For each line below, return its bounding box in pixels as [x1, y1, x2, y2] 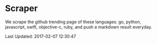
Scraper [5, 3, 38, 14]
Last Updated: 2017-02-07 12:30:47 [5, 33, 76, 39]
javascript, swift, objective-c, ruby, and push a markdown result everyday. [5, 24, 152, 29]
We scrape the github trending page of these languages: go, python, [5, 19, 142, 25]
